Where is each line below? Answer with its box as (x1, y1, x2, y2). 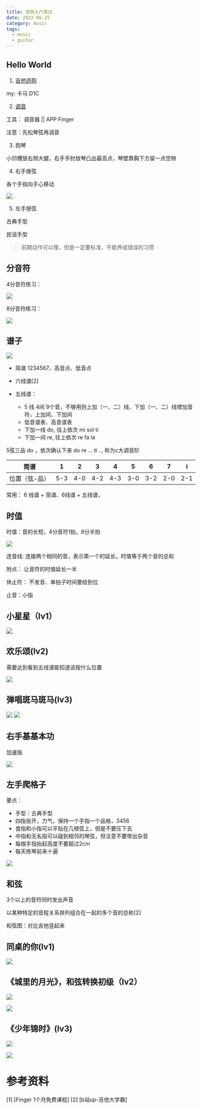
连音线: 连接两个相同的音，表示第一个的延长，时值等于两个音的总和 (6, 553, 174, 560)
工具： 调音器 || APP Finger (6, 115, 75, 122)
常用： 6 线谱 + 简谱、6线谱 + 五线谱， (6, 491, 104, 498)
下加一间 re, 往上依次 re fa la (24, 434, 95, 441)
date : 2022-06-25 (6, 15, 50, 21)
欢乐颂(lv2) (6, 647, 49, 657)
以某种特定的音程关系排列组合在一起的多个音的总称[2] (6, 909, 141, 916)
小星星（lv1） (6, 611, 57, 622)
